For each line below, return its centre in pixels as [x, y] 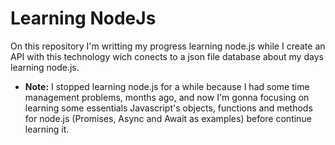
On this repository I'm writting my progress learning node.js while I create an [168, 46]
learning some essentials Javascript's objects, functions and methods [168, 108]
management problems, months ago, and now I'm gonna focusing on [167, 97]
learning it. [47, 129]
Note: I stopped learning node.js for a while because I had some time [167, 86]
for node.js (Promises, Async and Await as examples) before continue [168, 118]
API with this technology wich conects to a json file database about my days [167, 56]
